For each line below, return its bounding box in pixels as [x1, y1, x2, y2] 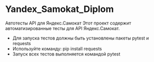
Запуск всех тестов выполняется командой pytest [12, 51, 121, 57]
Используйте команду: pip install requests [12, 45, 102, 51]
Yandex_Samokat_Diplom [5, 3, 114, 15]
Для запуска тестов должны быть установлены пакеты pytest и [12, 35, 149, 41]
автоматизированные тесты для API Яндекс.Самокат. [5, 25, 120, 31]
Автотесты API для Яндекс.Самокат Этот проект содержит [5, 20, 131, 26]
